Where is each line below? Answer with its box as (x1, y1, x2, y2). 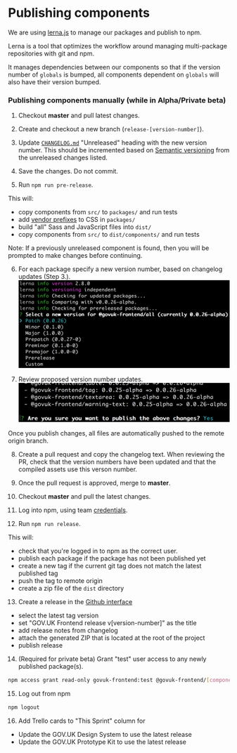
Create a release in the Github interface (18, 598, 133, 606)
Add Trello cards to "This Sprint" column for (18, 716, 146, 725)
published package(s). (18, 662, 84, 671)
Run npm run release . (18, 520, 81, 528)
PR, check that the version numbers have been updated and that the (18, 458, 217, 466)
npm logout (8, 704, 40, 711)
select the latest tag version (18, 611, 99, 620)
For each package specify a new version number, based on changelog (18, 265, 223, 273)
